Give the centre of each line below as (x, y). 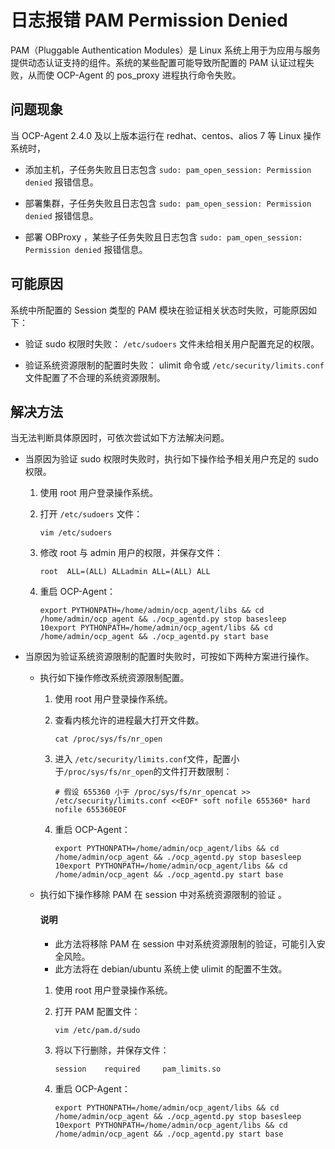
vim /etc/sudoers (76, 533)
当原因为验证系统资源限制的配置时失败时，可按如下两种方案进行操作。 (169, 657)
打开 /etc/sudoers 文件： (91, 514)
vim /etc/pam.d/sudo (97, 1030)
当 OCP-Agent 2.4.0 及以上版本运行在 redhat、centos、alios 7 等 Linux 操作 (166, 135)
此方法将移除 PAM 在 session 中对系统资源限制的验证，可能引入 (185, 943)
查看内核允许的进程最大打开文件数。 (129, 720)
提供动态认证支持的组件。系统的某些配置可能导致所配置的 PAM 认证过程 (158, 62)
